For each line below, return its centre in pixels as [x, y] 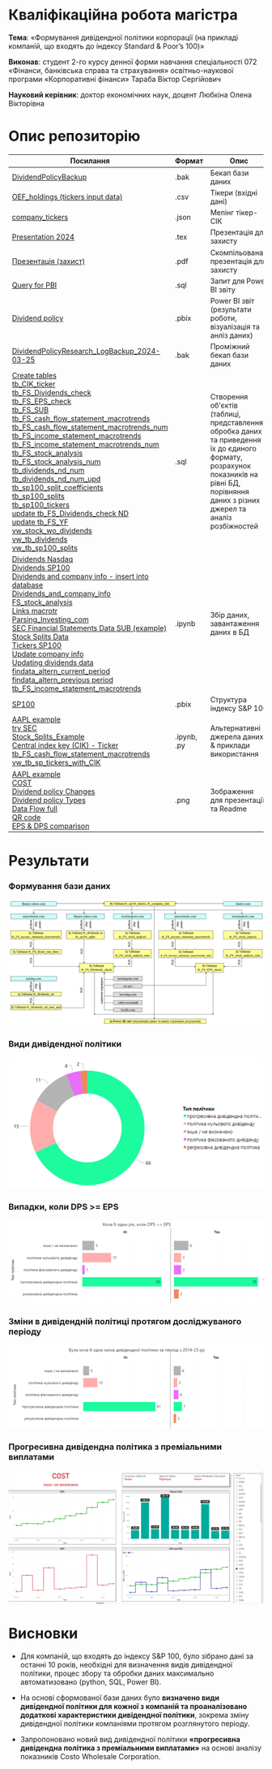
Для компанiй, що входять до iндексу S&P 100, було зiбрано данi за [136, 1656]
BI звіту [223, 289]
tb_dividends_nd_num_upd [56, 479]
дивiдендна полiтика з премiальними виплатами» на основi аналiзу [140, 1748]
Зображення [232, 791]
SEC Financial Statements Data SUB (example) [89, 628]
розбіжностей [234, 526]
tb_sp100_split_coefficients [57, 487]
